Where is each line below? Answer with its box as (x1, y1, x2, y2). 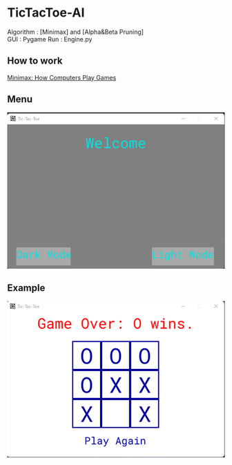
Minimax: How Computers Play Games (7, 73, 117, 82)
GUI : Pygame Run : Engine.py (7, 35, 93, 43)
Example (7, 282, 46, 294)
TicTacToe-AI (7, 5, 85, 21)
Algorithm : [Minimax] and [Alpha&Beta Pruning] (7, 28, 144, 36)
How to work (7, 55, 63, 67)
